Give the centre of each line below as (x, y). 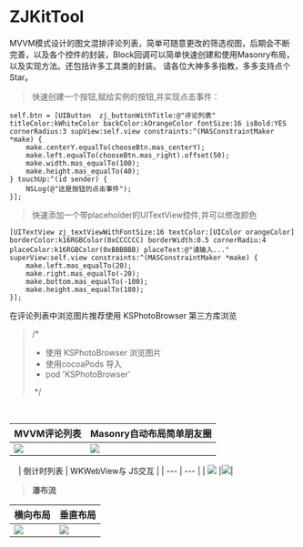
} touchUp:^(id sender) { (58, 179)
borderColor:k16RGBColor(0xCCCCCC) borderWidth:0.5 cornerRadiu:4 (138, 240)
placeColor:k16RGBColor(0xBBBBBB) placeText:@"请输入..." (120, 249)
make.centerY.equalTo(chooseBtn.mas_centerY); (116, 147)
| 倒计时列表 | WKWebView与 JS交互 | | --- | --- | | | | (126, 471)
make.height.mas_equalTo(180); (85, 289)
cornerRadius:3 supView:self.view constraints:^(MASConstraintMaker (142, 131)
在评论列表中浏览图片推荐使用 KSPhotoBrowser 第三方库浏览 (123, 315)
